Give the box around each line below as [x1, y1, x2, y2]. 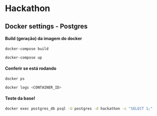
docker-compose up [5, 55, 42, 60]
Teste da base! [5, 95, 35, 101]
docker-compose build [5, 46, 49, 51]
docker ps [5, 76, 25, 81]
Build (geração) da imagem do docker [5, 36, 82, 42]
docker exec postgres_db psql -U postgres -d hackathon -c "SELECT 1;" [5, 106, 153, 111]
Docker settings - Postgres [5, 22, 88, 30]
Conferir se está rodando [5, 66, 57, 72]
